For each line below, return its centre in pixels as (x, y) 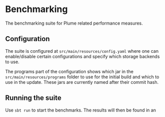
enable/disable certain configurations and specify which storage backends (82, 56)
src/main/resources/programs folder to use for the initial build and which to (82, 77)
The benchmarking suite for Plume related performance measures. (74, 23)
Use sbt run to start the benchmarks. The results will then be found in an (81, 110)
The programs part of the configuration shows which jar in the (69, 71)
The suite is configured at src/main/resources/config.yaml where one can (82, 51)
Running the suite (33, 98)
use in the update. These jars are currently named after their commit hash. (82, 82)
